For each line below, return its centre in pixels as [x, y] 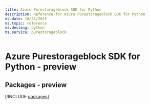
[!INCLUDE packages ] [27, 96]
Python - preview [41, 67]
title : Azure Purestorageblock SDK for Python [53, 10]
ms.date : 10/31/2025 [26, 19]
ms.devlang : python [25, 28]
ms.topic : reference [26, 23]
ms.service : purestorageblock [36, 32]
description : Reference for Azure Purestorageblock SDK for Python [75, 14]
